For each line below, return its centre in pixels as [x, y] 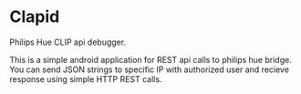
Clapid [35, 17]
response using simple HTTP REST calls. [86, 78]
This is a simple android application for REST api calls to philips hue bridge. [150, 59]
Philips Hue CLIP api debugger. [67, 42]
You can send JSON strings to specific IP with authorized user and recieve [150, 69]
